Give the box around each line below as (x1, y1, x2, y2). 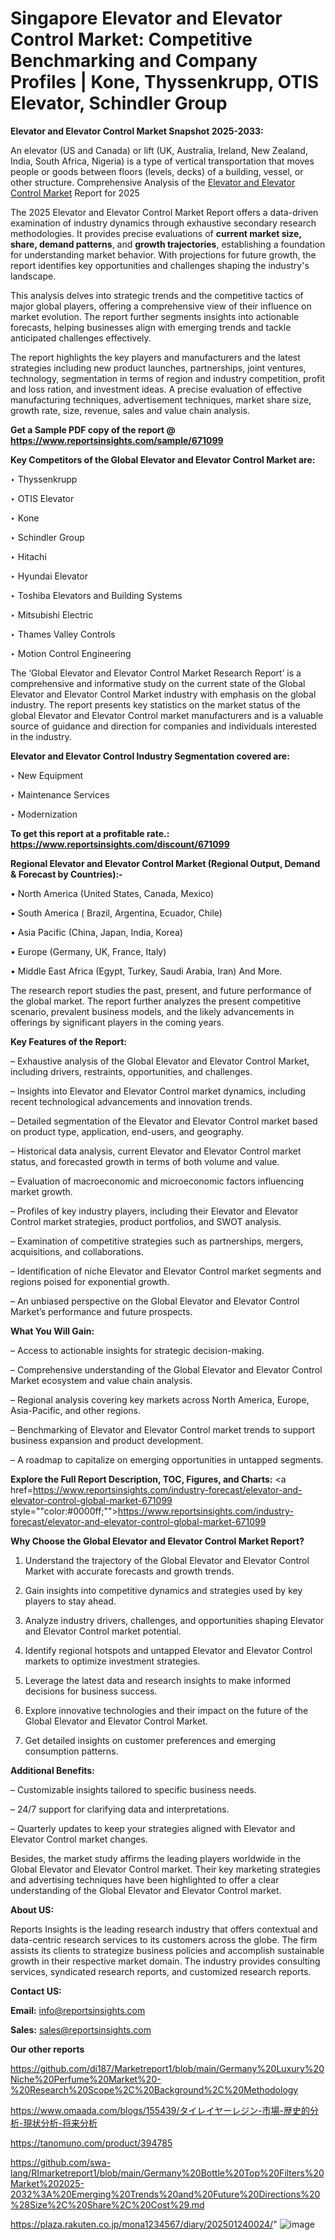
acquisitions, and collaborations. (10, 1245, 144, 1257)
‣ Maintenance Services (10, 788, 110, 801)
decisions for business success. (24, 1685, 158, 1697)
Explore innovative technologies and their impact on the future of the (24, 1704, 309, 1716)
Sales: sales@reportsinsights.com (10, 2023, 152, 2036)
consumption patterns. (24, 1745, 119, 1757)
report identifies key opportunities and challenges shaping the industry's (10, 259, 310, 271)
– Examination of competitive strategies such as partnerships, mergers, (10, 1235, 304, 1247)
